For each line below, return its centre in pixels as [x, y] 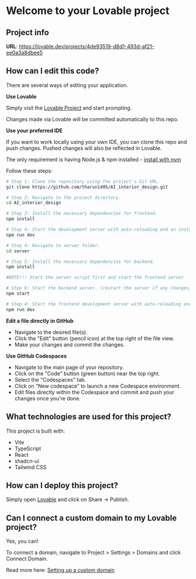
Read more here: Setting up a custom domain [60, 570]
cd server [18, 251]
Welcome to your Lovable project [88, 11]
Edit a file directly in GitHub [40, 321]
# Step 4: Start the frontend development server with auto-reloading [94, 304]
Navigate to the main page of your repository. [69, 367]
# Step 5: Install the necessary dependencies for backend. [81, 262]
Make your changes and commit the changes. [69, 344]
